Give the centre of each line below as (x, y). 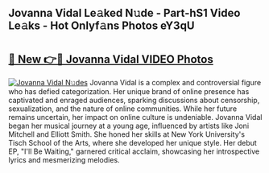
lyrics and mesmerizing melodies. (64, 160)
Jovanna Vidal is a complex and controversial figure (176, 82)
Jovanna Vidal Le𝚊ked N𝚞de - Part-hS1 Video (124, 13)
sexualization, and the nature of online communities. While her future (123, 109)
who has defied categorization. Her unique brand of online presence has (129, 91)
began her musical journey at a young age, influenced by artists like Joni (129, 126)
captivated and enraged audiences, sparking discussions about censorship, (134, 100)
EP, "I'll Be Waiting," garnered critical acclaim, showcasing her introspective (134, 151)
